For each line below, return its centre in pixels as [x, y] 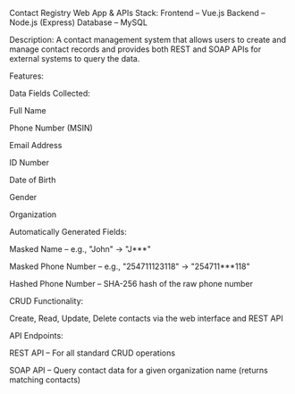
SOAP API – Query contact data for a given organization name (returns [139, 370]
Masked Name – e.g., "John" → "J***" [80, 249]
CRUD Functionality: [46, 301]
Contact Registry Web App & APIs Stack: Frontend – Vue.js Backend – [137, 13]
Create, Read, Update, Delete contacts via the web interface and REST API [146, 318]
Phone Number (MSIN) [51, 128]
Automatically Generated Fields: [68, 232]
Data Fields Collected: [50, 93]
